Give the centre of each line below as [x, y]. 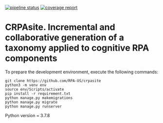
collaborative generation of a [64, 38]
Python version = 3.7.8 [27, 115]
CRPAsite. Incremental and [60, 27]
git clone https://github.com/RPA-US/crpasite [53, 81]
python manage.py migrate [31, 102]
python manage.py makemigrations [39, 98]
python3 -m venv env [26, 85]
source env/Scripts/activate [35, 89]
